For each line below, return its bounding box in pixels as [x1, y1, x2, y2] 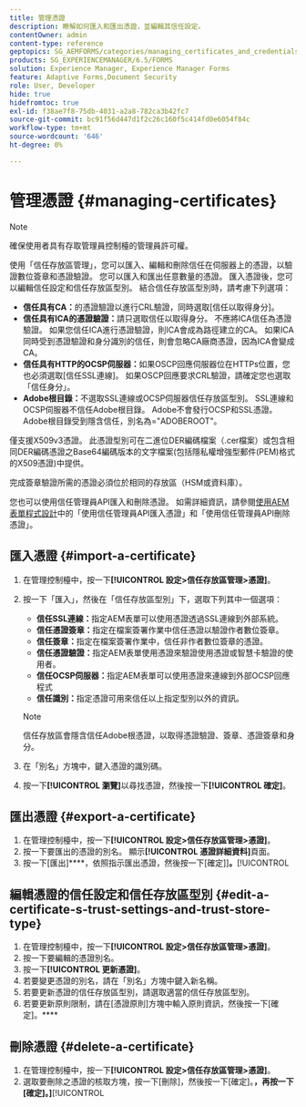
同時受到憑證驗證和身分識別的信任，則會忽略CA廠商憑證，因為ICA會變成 [22, 335, 295, 346]
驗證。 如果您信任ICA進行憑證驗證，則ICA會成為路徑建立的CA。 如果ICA [22, 324, 294, 335]
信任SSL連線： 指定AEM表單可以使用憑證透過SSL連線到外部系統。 [36, 612, 284, 624]
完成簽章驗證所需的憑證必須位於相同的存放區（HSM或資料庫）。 [9, 477, 248, 487]
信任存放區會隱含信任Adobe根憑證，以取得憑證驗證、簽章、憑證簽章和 [22, 730, 288, 741]
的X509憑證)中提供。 [9, 457, 89, 468]
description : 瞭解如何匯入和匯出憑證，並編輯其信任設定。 [9, 22, 205, 31]
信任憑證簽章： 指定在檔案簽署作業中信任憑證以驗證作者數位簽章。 [36, 624, 284, 635]
